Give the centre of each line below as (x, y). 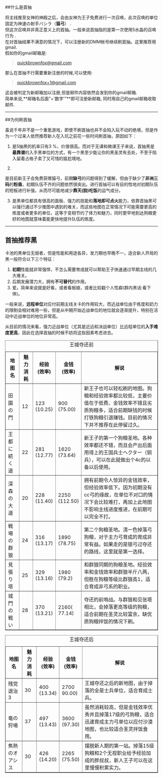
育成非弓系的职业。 (111, 586)
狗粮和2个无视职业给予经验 (115, 753)
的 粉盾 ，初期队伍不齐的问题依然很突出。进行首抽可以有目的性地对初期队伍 (84, 184)
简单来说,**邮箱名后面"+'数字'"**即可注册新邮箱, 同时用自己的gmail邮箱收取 (81, 98)
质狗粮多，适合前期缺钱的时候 (118, 410)
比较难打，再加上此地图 (125, 502)
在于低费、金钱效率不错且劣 (121, 403)
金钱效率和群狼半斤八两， (123, 572)
